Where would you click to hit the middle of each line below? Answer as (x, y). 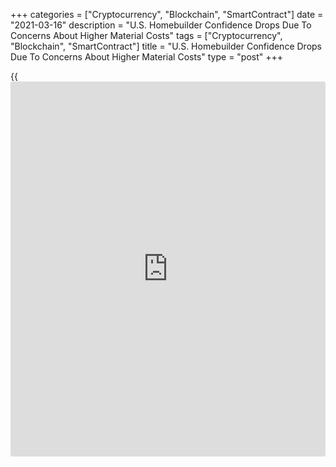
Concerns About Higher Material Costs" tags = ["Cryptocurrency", (146, 35)
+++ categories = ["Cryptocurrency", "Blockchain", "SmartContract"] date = (167, 14)
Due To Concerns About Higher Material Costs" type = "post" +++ (147, 57)
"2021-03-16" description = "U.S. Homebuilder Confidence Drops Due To (161, 25)
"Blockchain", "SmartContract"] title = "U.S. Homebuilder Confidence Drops (166, 46)
